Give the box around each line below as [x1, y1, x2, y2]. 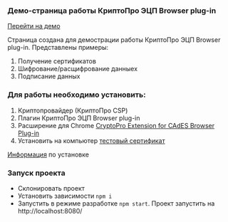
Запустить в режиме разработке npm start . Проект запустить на [17, 199, 215, 208]
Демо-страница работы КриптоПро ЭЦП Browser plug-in [7, 6, 217, 16]
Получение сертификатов [17, 57, 96, 65]
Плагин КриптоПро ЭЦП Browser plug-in [17, 113, 140, 122]
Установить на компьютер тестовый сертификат [17, 136, 165, 144]
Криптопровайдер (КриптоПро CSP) [17, 106, 128, 115]
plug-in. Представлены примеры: [7, 43, 109, 52]
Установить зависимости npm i [17, 191, 113, 200]
